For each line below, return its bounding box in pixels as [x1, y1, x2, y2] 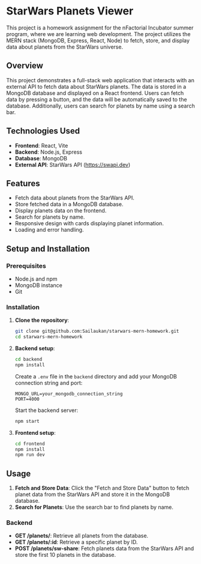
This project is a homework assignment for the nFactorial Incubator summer [6, 24, 194, 31]
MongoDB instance [14, 282, 63, 289]
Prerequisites [6, 261, 46, 270]
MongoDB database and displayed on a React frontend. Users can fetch [6, 89, 184, 97]
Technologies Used [6, 126, 80, 136]
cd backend [14, 356, 43, 363]
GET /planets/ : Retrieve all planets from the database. [14, 532, 149, 539]
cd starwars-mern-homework [14, 334, 83, 340]
